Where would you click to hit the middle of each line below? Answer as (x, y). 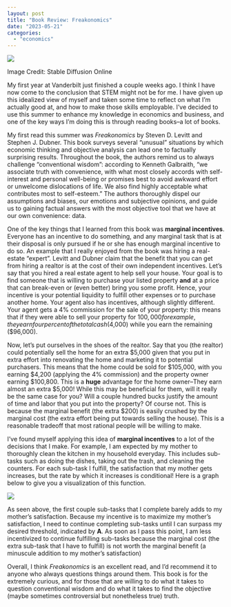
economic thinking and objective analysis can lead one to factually (102, 150)
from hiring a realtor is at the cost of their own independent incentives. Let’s (115, 266)
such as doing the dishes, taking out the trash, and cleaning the (114, 461)
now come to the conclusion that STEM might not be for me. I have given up (115, 92)
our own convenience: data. (47, 216)
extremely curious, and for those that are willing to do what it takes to (106, 581)
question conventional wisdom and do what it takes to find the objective (109, 589)
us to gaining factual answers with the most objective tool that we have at (111, 208)
